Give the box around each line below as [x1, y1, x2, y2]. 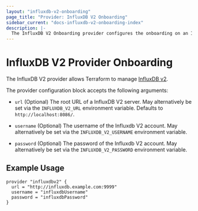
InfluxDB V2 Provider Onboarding [6, 56, 173, 70]
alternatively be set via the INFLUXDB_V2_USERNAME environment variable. [14, 128, 187, 136]
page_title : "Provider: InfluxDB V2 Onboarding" [6, 14, 128, 20]
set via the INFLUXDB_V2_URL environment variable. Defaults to [14, 104, 163, 112]
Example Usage [6, 163, 65, 173]
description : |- [6, 25, 46, 31]
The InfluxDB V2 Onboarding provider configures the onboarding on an [11, 31, 189, 37]
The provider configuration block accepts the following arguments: [6, 87, 169, 94]
